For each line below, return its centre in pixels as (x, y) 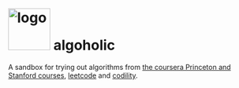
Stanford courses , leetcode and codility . (73, 75)
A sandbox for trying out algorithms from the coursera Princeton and (119, 67)
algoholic (84, 45)
